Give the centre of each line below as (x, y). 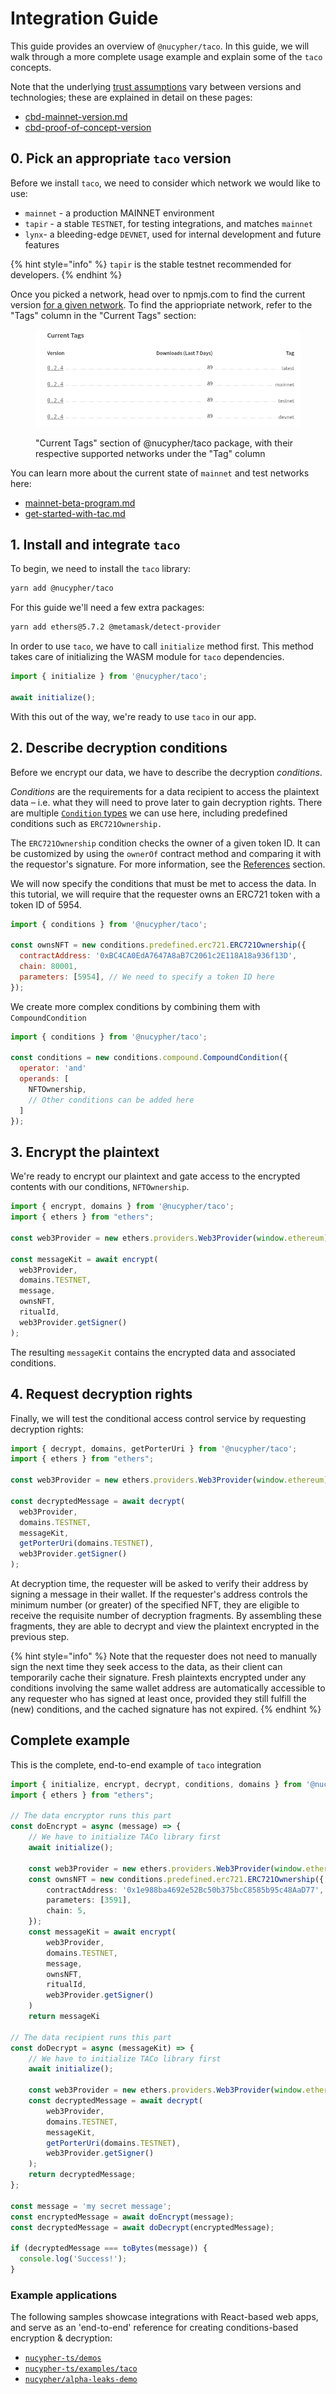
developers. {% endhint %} (66, 274)
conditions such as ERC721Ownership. (86, 823)
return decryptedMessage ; (82, 2175)
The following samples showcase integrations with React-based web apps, (164, 2317)
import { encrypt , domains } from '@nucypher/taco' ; (122, 1207)
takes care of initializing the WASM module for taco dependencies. (147, 657)
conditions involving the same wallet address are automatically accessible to (168, 1688)
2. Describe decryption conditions (119, 748)
